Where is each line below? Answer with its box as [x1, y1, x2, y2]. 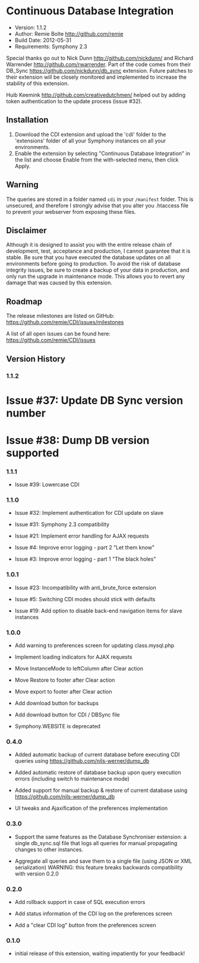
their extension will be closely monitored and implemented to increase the [6, 73, 187, 80]
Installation [6, 115, 49, 125]
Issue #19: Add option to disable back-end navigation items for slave [14, 607, 182, 614]
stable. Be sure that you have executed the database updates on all [6, 254, 171, 261]
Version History [6, 353, 65, 364]
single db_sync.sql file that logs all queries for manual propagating [14, 839, 178, 847]
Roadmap [6, 296, 43, 306]
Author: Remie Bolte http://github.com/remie [14, 30, 124, 37]
